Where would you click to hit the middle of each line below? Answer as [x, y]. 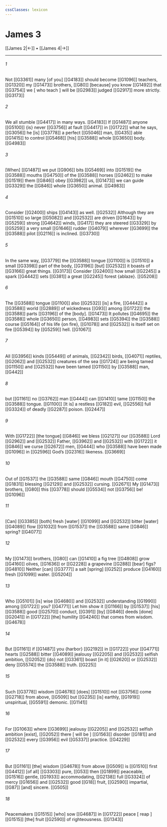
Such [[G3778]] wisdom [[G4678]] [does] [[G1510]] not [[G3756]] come [78, 691]
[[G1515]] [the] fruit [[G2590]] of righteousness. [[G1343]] [64, 820]
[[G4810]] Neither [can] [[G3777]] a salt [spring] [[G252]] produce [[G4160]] [83, 569]
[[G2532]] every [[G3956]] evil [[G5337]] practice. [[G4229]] [68, 739]
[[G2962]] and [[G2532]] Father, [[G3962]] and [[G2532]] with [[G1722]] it [81, 441]
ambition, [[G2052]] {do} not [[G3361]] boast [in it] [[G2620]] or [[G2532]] [81, 660]
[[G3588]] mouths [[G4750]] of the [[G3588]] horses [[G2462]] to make [79, 175]
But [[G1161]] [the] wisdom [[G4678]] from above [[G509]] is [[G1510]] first [81, 766]
